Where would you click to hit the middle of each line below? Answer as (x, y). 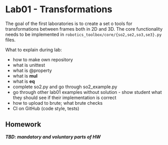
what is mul (25, 76)
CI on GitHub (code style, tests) (46, 108)
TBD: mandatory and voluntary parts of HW (53, 137)
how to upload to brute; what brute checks (58, 103)
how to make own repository (43, 59)
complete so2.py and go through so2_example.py (65, 87)
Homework (23, 124)
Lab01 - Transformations (59, 9)
